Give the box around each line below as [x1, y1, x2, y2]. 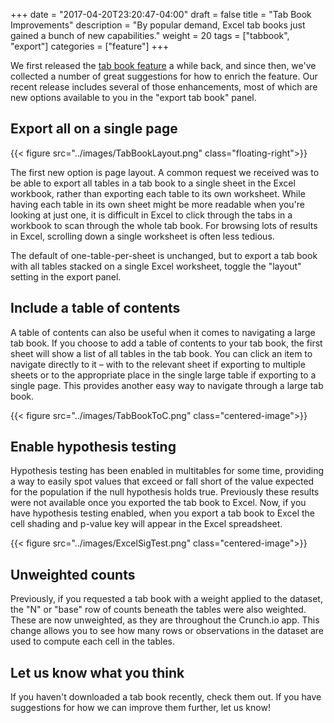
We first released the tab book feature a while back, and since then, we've [10, 60, 317, 71]
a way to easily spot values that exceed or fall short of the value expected [10, 475, 315, 488]
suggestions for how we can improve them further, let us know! [10, 702, 271, 714]
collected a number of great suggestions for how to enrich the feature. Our [10, 70, 318, 82]
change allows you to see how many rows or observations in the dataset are [10, 625, 324, 637]
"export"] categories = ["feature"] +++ [10, 40, 170, 52]
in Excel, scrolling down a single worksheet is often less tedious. [10, 230, 275, 242]
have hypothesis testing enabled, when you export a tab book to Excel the [10, 507, 315, 519]
